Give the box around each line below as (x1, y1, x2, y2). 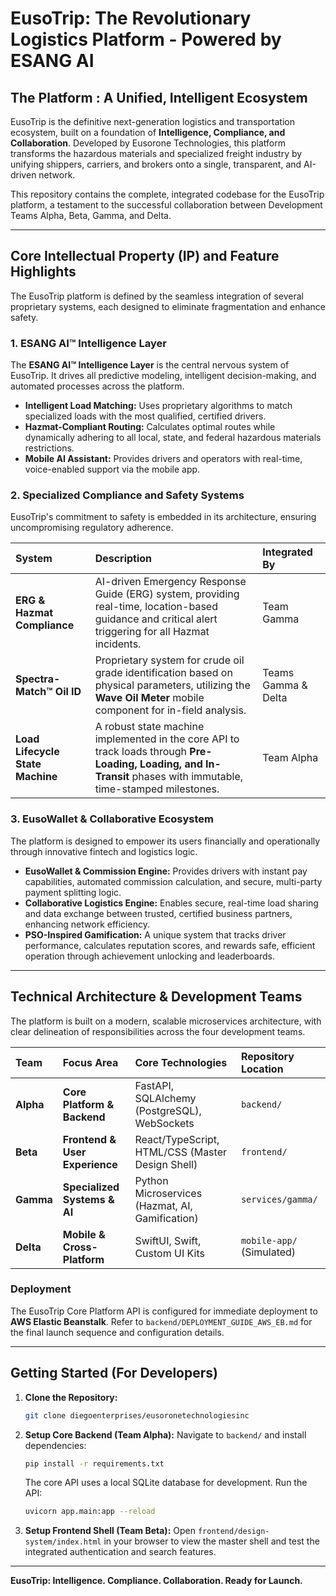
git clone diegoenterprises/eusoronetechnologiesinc (24, 1410, 250, 1421)
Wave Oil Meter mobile (94, 691, 205, 705)
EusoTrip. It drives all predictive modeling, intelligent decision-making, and (10, 370, 317, 382)
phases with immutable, (131, 770, 244, 784)
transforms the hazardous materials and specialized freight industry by (10, 148, 303, 159)
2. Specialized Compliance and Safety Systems (10, 488, 245, 502)
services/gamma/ (240, 1193, 318, 1205)
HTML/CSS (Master (134, 1145, 227, 1159)
